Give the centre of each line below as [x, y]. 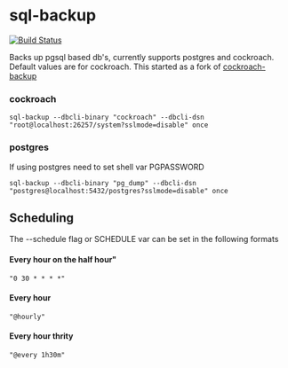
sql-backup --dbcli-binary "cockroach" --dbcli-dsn [107, 117]
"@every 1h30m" [37, 355]
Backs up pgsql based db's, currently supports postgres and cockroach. [142, 57]
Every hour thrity [41, 336]
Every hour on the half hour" [63, 259]
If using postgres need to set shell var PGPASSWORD [107, 167]
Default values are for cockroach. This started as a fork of [115, 67]
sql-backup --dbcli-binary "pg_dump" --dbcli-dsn [103, 183]
